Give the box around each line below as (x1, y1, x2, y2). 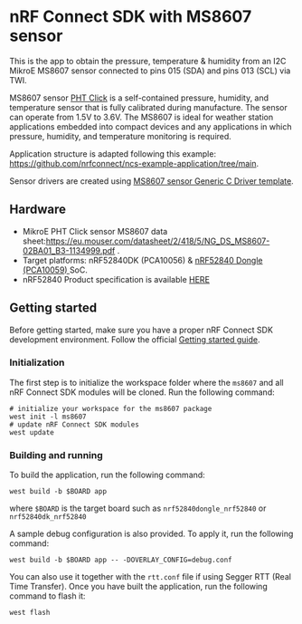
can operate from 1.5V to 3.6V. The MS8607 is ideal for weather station (9, 111, 274, 122)
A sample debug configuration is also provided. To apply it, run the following (9, 528, 294, 540)
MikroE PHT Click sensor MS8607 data (22, 226, 168, 236)
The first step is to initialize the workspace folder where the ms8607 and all (9, 377, 284, 388)
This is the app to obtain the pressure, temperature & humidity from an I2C (9, 55, 287, 66)
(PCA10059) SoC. (22, 264, 89, 275)
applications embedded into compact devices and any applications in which (9, 120, 292, 132)
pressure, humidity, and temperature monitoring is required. (9, 130, 232, 141)
